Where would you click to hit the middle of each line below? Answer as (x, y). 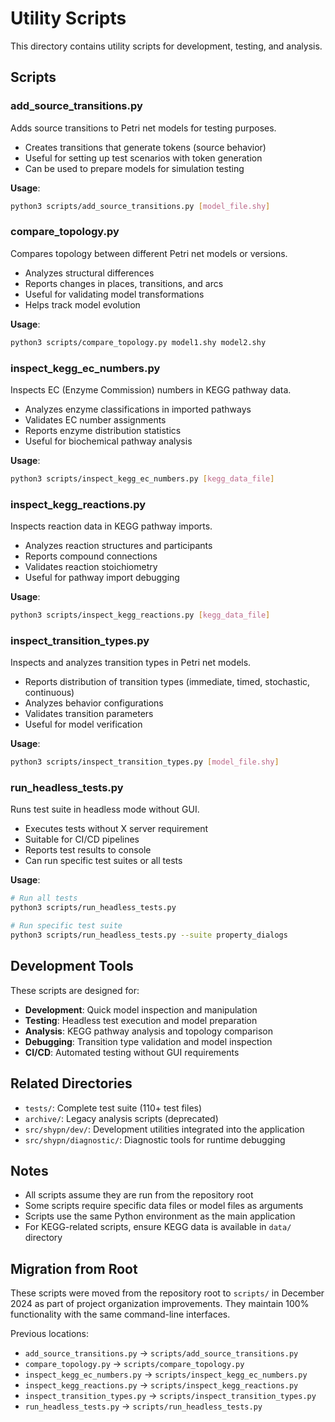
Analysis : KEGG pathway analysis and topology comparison (149, 1031)
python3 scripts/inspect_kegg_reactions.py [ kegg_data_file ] (140, 615)
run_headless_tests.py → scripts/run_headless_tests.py (143, 1406)
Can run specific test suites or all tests (103, 861)
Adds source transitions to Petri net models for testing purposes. (143, 128)
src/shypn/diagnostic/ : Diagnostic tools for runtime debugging (155, 1139)
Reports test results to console (88, 850)
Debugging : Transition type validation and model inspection (148, 1041)
